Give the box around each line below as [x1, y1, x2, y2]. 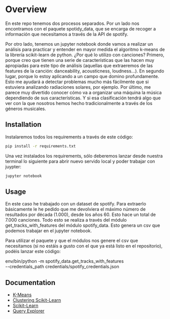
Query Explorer [12, 308, 45, 314]
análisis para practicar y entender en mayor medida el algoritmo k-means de [5, 46, 165, 52]
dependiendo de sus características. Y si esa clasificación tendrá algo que [5, 95, 161, 101]
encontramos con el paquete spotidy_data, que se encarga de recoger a [5, 25, 156, 31]
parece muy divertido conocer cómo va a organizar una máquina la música [5, 89, 162, 95]
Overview [5, 4, 47, 15]
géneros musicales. [5, 105, 47, 112]
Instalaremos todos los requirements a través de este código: [5, 133, 133, 140]
